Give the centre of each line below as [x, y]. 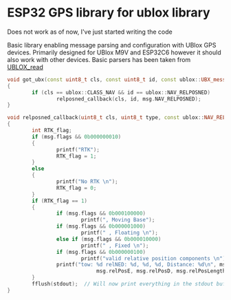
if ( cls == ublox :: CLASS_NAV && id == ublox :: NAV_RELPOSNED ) [121, 92]
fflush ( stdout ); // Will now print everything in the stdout [123, 284]
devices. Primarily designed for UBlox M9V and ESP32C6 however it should [114, 52]
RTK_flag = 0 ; [76, 188]
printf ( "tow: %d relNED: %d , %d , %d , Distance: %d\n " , [136, 265]
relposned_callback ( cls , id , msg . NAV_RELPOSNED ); [129, 99]
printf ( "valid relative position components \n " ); [155, 258]
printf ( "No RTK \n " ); [87, 182]
